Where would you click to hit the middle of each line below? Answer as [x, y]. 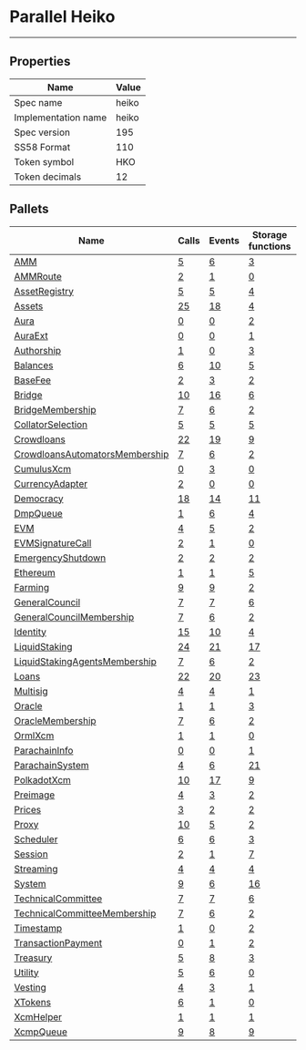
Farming [32, 587]
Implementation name [61, 118]
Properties [40, 62]
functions [270, 246]
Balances [34, 365]
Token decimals [48, 177]
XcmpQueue [41, 1032]
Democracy [39, 499]
